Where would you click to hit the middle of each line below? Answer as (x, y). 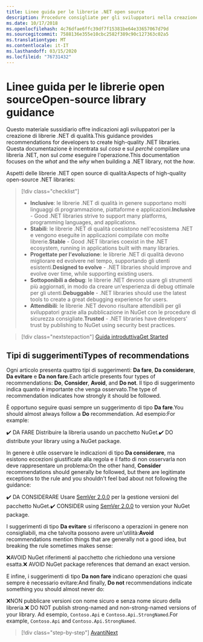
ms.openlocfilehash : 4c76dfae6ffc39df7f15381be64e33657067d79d (88, 29)
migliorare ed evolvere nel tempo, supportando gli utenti (100, 261)
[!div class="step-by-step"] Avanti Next (69, 633)
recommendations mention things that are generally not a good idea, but (96, 539)
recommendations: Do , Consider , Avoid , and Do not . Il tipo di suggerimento (101, 383)
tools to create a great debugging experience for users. (99, 299)
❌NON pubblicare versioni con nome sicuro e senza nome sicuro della (94, 601)
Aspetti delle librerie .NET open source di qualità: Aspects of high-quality (96, 173)
